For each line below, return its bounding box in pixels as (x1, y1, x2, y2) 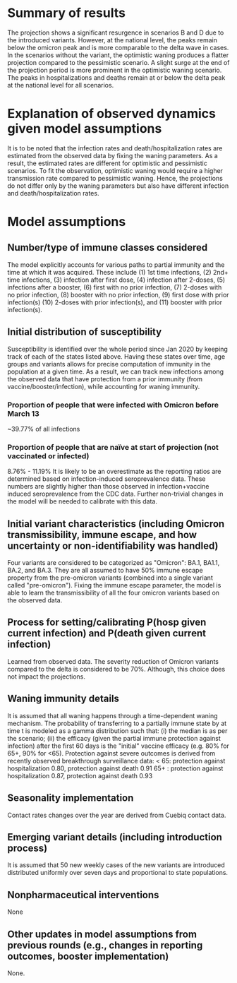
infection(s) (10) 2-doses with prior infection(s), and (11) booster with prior (7, 298, 223, 306)
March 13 (7, 408, 40, 418)
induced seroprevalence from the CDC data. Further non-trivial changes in (7, 489, 224, 499)
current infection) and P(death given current (7, 627, 207, 640)
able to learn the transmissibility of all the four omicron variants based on (7, 588, 220, 597)
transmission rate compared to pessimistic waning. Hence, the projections (7, 174, 224, 182)
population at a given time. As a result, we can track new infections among (7, 367, 224, 376)
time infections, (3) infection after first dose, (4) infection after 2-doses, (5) (7, 275, 226, 284)
